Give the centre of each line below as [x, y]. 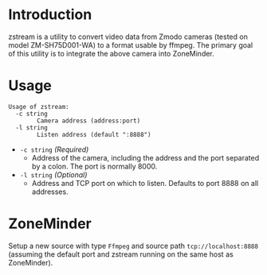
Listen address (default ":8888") [94, 134]
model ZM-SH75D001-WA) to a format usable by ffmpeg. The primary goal [131, 45]
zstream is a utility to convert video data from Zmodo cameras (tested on [128, 37]
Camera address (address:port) [89, 121]
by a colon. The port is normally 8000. [94, 166]
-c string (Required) [54, 149]
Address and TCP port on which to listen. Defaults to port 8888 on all [145, 183]
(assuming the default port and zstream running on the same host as [121, 254]
